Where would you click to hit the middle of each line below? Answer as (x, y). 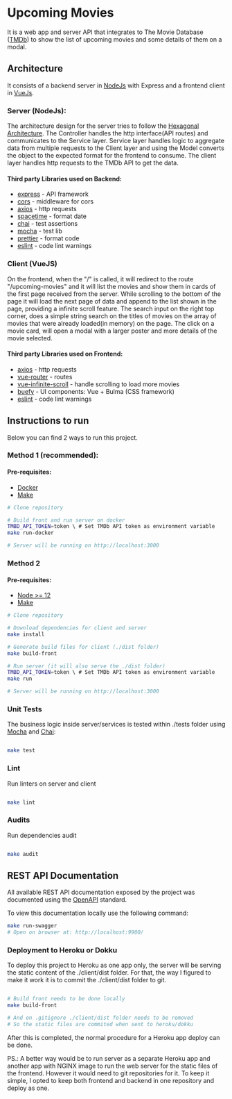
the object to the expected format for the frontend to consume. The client (112, 156)
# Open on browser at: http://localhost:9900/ (75, 932)
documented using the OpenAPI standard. (67, 900)
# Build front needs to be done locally (66, 999)
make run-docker (30, 533)
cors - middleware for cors (55, 201)
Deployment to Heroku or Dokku (62, 950)
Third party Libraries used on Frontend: (65, 354)
